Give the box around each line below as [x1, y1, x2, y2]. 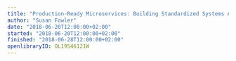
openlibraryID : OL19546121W [7, 43, 90, 50]
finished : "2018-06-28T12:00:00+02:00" [7, 36, 124, 43]
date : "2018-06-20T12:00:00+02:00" [7, 23, 112, 30]
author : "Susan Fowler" [7, 17, 77, 24]
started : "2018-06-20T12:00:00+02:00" [7, 29, 121, 37]
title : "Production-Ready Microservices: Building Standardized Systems [7, 10, 225, 18]
